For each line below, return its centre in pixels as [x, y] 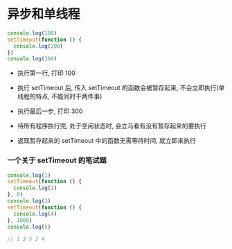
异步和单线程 [44, 14]
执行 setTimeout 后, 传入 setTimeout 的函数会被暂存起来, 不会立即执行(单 [121, 88]
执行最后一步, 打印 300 [50, 111]
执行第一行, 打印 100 [46, 73]
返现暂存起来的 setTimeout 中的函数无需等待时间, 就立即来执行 [106, 141]
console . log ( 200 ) [38, 46]
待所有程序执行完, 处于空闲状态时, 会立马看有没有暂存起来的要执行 [111, 126]
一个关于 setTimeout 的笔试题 [57, 160]
